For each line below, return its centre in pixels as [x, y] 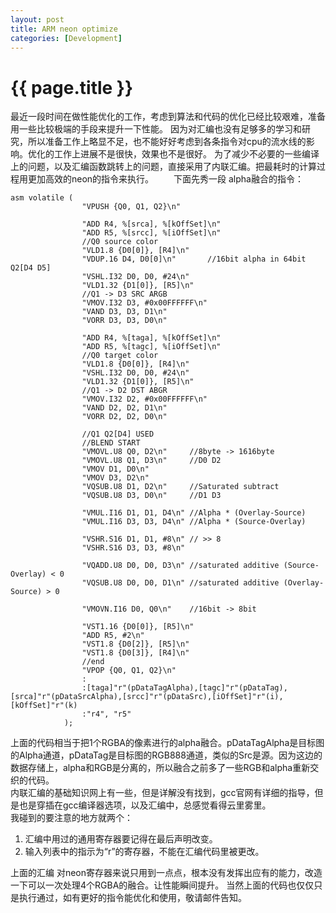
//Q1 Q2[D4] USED [118, 434]
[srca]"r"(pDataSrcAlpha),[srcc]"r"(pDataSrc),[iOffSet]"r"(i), [147, 697]
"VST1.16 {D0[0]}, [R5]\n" [138, 627]
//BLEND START [111, 443]
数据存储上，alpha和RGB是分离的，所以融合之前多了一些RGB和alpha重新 [160, 768]
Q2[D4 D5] [31, 268]
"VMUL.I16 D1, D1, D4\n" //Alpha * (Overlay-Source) [194, 513]
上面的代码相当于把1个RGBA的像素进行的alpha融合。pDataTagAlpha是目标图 [167, 743]
